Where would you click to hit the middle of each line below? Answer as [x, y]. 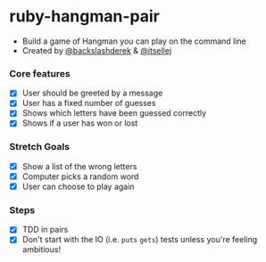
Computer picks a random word [80, 176]
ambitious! [41, 250]
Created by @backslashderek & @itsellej [97, 50]
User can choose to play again [78, 186]
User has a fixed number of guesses [89, 103]
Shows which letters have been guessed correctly [114, 113]
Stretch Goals [39, 147]
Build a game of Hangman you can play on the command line [134, 41]
